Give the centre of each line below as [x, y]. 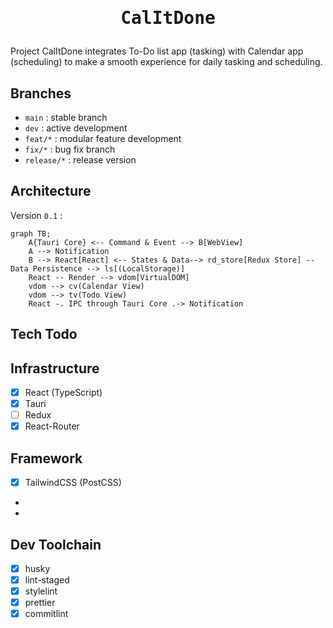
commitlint [46, 614]
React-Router [52, 426]
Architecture [51, 191]
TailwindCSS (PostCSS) [73, 483]
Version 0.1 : [36, 215]
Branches [41, 93]
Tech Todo [44, 334]
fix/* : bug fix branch [70, 149]
